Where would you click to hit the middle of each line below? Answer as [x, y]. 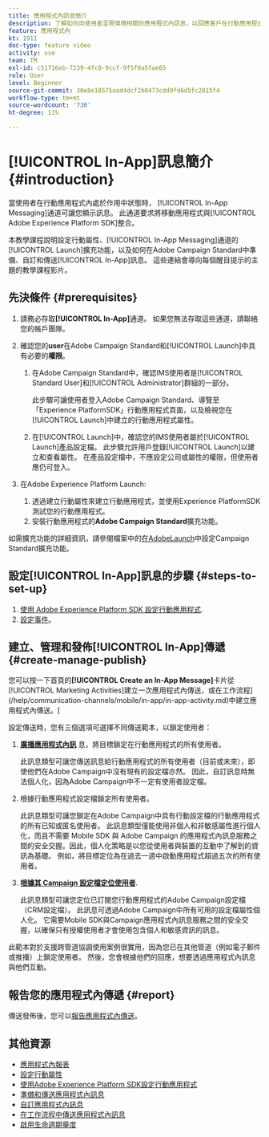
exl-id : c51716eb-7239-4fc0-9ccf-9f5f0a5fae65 [87, 68]
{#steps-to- [226, 576]
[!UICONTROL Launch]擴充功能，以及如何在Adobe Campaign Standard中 [129, 250]
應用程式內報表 [44, 1064]
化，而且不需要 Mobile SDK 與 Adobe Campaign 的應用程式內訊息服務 [135, 836]
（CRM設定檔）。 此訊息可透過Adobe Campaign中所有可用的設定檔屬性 [137, 910]
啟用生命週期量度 [48, 1125]
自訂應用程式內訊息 [52, 1105]
